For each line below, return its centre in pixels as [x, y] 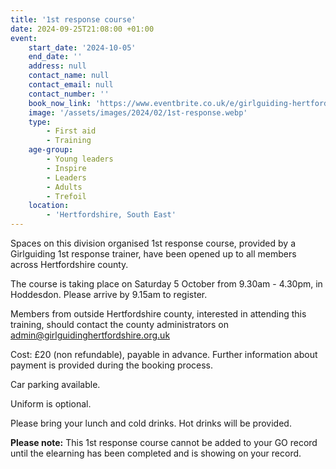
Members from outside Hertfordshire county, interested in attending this [158, 314]
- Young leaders [80, 159]
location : [49, 206]
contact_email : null [71, 85]
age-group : [51, 150]
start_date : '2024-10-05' [82, 47]
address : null [57, 66]
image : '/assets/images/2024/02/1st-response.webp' [138, 112]
